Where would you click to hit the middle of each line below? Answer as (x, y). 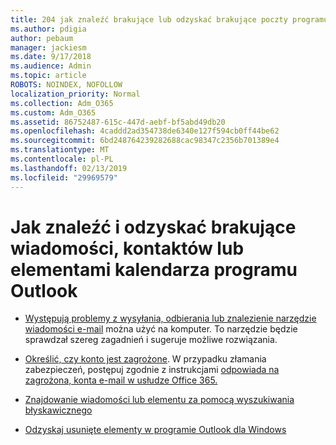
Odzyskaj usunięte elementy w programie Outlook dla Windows (155, 430)
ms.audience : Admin (51, 66)
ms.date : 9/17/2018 (51, 57)
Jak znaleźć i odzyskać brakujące (153, 227)
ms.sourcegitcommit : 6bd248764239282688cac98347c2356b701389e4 (145, 141)
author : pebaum (42, 38)
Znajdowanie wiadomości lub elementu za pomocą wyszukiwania (159, 400)
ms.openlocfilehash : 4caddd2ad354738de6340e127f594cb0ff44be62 (145, 131)
